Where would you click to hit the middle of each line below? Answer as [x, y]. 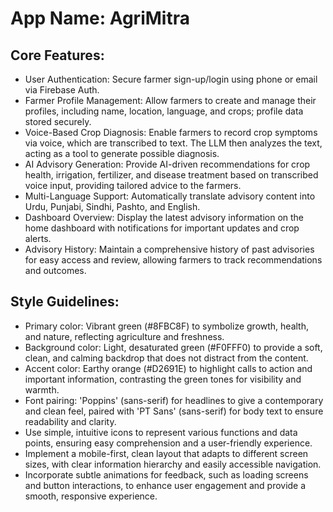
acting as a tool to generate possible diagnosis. [122, 153]
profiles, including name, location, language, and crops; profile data [164, 111]
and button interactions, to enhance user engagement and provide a [165, 485]
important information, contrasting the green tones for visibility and [163, 379]
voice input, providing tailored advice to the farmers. [133, 185]
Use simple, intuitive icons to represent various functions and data [161, 432]
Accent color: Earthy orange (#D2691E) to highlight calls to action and [168, 368]
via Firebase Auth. [62, 90]
